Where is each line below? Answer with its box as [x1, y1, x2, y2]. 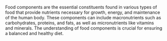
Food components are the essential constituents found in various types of [5, 4, 157, 10]
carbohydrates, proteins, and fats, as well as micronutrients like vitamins [5, 20, 154, 26]
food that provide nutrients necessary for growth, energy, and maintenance [5, 9, 160, 15]
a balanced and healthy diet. [5, 31, 64, 36]
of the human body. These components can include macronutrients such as [5, 15, 161, 20]
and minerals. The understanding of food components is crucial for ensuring [5, 25, 162, 31]
